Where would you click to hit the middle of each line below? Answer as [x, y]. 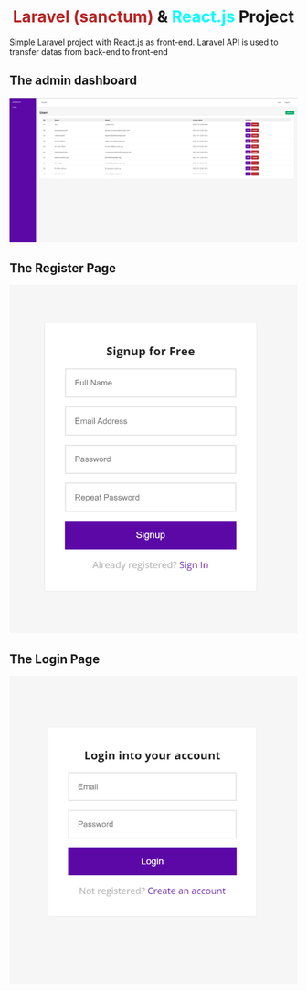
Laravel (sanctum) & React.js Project [153, 17]
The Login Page [55, 659]
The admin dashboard [73, 81]
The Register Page [63, 268]
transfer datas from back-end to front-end [89, 51]
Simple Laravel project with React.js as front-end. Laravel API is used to [144, 42]
